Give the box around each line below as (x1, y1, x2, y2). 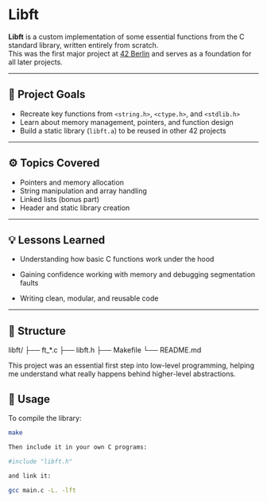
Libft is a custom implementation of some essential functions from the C (8, 32, 245, 41)
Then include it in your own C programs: (8, 443, 148, 451)
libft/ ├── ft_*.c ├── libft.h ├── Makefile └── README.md (8, 345, 202, 355)
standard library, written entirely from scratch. (8, 40, 159, 49)
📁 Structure (8, 324, 66, 337)
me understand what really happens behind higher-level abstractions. (8, 369, 236, 379)
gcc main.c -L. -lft (8, 486, 77, 494)
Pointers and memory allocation (19, 177, 125, 187)
